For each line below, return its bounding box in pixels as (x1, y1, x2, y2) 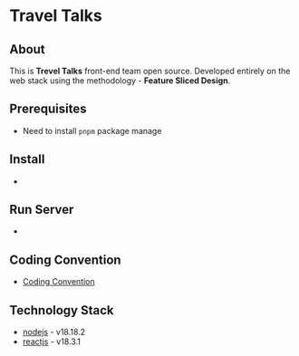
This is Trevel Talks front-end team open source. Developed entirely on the (9, 65, 291, 76)
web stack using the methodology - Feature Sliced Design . (9, 75, 231, 86)
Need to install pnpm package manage (22, 125, 162, 136)
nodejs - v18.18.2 (22, 327, 86, 338)
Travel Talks (9, 5, 102, 26)
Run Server (9, 202, 74, 217)
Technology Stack (9, 303, 114, 318)
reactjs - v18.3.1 (22, 336, 82, 347)
